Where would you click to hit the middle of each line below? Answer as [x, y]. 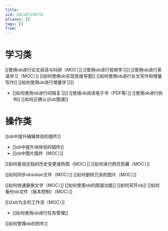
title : [12, 10]
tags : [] [14, 24]
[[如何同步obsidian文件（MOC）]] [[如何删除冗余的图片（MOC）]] [71, 175]
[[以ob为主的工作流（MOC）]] [35, 202]
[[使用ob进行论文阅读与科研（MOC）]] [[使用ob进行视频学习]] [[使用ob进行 [81, 70]
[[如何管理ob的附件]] [26, 223]
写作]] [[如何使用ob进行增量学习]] [39, 82]
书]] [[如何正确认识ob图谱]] [40, 99]
